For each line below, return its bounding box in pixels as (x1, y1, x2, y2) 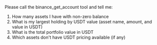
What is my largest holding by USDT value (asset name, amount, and (11, 19, 152, 24)
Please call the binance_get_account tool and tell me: (4, 4, 113, 10)
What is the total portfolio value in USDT (11, 29, 94, 35)
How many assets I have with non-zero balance (11, 14, 109, 19)
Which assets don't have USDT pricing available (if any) (11, 34, 126, 40)
